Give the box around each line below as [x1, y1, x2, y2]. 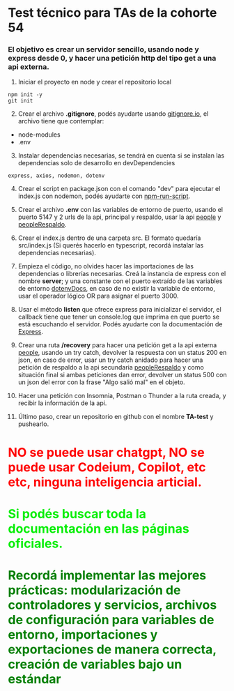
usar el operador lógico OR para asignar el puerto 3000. [17, 291, 180, 301]
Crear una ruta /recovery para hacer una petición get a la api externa [17, 341, 217, 349]
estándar [8, 671, 61, 688]
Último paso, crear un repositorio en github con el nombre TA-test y [17, 413, 214, 421]
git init [8, 98, 33, 105]
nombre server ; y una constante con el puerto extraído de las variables [17, 277, 223, 285]
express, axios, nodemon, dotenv [8, 172, 105, 179]
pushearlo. [17, 420, 49, 428]
